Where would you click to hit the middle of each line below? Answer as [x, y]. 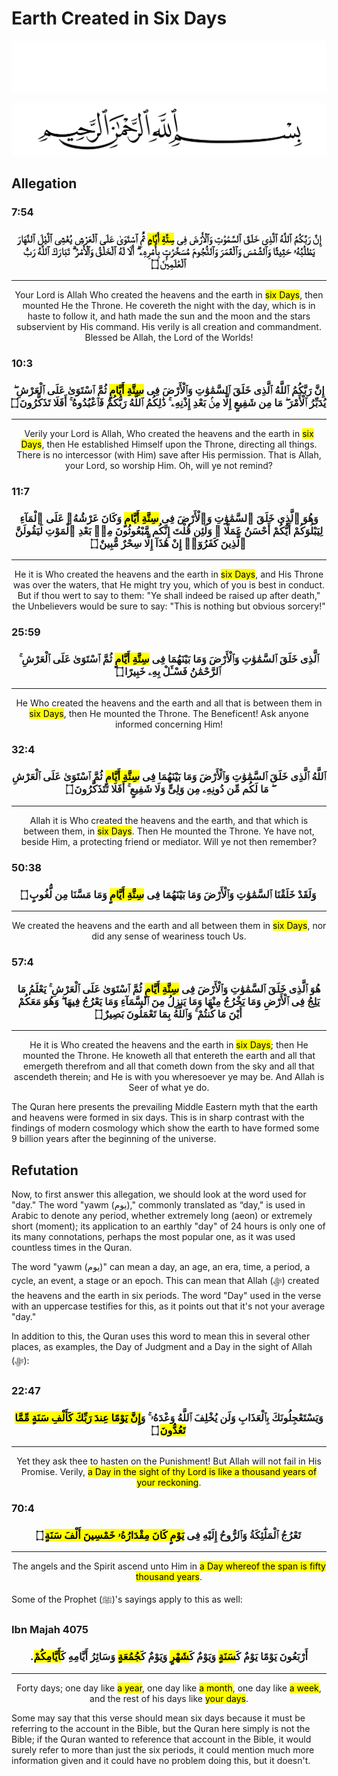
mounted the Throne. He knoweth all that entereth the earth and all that [169, 1056]
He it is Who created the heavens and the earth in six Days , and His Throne [169, 574]
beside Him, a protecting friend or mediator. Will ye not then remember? [169, 841]
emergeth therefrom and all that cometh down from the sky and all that [169, 1066]
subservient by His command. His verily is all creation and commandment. [169, 326]
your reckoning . [169, 1483]
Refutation [45, 1170]
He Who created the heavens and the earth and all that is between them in [169, 703]
